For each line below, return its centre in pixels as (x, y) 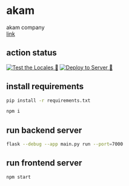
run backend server (44, 130)
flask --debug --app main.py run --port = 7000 (64, 144)
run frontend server (44, 163)
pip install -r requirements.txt (48, 101)
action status (32, 53)
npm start (19, 177)
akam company (25, 27)
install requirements (45, 86)
